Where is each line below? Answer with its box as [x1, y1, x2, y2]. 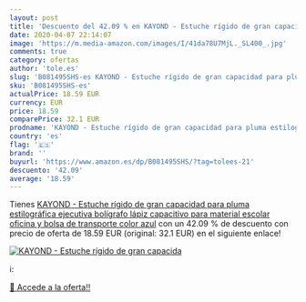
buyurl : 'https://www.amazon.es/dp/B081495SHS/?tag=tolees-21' [9, 156, 255, 166]
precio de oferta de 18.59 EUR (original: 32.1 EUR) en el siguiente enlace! [9, 228, 281, 239]
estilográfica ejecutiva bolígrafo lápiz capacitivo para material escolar [9, 208, 270, 219]
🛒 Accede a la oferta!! [9, 282, 91, 293]
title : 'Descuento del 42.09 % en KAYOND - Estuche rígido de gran [9, 22, 271, 31]
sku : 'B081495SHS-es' [9, 81, 92, 90]
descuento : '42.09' [9, 166, 84, 175]
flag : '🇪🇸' [9, 140, 55, 149]
